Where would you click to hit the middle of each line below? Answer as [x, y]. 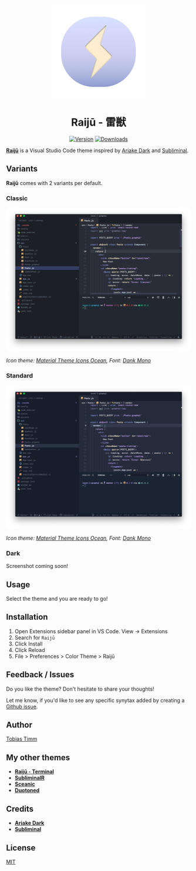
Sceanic [25, 784]
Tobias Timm [22, 739]
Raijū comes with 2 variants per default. [54, 183]
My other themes [38, 757]
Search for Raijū [35, 637]
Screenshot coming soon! [37, 566]
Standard [20, 376]
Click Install [28, 644]
